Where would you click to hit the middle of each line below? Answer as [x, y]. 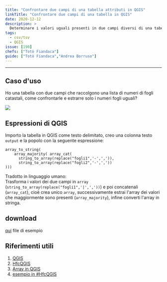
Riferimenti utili [29, 246]
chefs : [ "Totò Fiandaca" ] [32, 51]
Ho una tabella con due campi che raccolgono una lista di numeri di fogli [79, 93]
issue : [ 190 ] [19, 47]
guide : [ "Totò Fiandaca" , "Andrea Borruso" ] [51, 56]
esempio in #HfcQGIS [35, 274]
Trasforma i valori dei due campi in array [47, 182]
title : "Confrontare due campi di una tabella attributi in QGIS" [75, 10]
